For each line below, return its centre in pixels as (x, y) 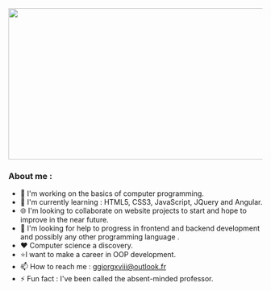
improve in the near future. (64, 220)
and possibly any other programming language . (100, 237)
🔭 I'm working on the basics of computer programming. (112, 193)
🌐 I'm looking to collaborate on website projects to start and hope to (133, 211)
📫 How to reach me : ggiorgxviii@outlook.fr (93, 267)
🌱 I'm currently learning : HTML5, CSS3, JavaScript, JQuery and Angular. (141, 202)
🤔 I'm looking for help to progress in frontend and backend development (140, 228)
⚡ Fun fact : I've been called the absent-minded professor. (117, 279)
